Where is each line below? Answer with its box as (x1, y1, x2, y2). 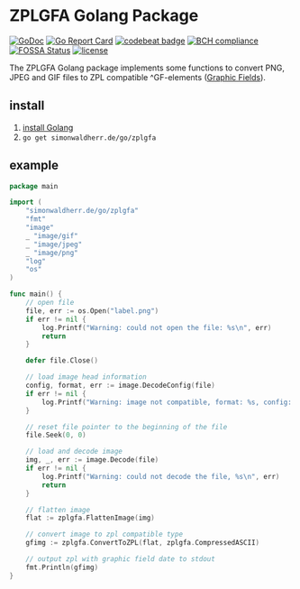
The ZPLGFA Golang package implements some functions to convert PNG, (9, 62, 286, 73)
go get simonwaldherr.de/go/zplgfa (22, 133, 157, 143)
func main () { (9, 290, 63, 299)
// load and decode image (25, 447, 123, 456)
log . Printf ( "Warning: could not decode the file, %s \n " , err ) (41, 472, 280, 481)
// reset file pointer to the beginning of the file (25, 422, 228, 431)
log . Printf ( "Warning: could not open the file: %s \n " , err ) (41, 323, 272, 332)
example (9, 158, 59, 173)
